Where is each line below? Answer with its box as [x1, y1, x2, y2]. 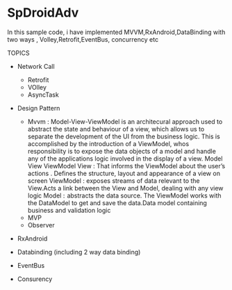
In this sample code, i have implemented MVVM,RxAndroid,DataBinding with [7, 28, 226, 36]
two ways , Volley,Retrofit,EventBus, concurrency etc [7, 35, 158, 43]
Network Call [17, 62, 55, 70]
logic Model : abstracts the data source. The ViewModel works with [27, 191, 222, 200]
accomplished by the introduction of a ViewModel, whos [27, 139, 190, 147]
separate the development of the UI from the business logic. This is [27, 132, 220, 140]
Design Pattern [17, 104, 60, 112]
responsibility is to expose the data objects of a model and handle [27, 147, 217, 155]
